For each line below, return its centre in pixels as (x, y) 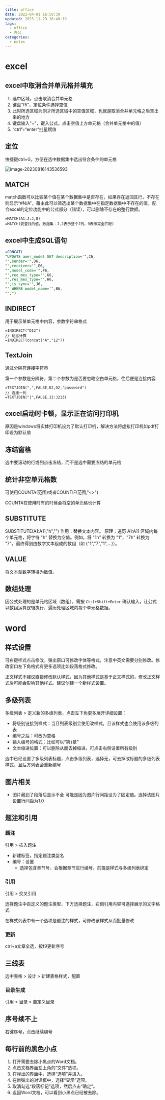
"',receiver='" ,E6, (25, 266)
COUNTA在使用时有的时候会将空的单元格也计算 (53, 503)
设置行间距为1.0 (28, 801)
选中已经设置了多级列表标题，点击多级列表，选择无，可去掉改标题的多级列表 (82, 759)
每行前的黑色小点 (31, 1049)
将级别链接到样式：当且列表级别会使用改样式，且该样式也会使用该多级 (83, 723)
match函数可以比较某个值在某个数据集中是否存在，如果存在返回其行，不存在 (82, 197)
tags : (11, 23)
